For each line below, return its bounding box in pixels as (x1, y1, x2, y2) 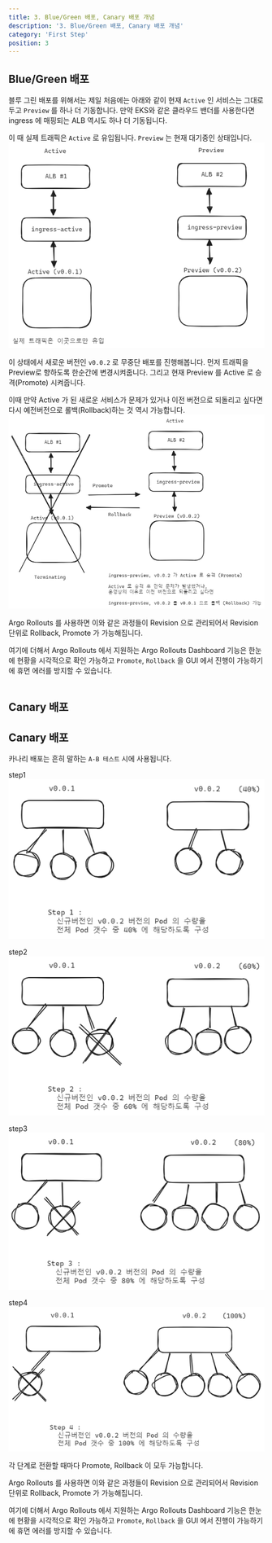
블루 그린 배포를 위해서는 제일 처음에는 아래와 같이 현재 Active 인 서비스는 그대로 (8, 95, 264, 105)
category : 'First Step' (8, 30, 89, 38)
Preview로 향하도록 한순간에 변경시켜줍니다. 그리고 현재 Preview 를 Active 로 (8, 367, 254, 378)
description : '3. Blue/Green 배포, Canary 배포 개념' (8, 21, 184, 30)
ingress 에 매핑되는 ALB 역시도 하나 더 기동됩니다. (8, 116, 168, 125)
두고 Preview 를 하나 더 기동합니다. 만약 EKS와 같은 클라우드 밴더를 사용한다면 (8, 106, 255, 116)
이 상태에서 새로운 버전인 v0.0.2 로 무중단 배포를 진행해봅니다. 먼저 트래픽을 (8, 357, 249, 367)
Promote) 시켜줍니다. (17, 378, 86, 388)
